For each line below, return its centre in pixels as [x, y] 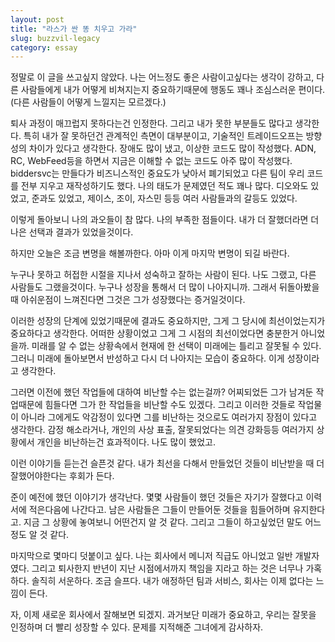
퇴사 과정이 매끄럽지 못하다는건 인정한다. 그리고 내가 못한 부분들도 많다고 [151, 123]
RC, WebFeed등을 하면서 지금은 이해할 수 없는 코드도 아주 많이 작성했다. [151, 161]
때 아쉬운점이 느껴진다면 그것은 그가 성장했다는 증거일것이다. [128, 300]
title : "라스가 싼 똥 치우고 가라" [74, 29]
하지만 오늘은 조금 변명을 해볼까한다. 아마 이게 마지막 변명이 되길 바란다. [150, 253]
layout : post [37, 19]
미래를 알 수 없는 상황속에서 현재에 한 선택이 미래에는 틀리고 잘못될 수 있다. [176, 346]
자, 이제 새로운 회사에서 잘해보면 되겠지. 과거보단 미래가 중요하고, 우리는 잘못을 [163, 615]
